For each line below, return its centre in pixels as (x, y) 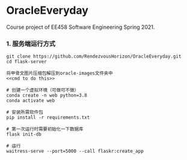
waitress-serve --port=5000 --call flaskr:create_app (75, 151)
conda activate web (31, 101)
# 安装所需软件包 (25, 112)
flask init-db (24, 135)
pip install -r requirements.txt (48, 117)
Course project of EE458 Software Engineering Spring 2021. (81, 27)
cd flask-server (26, 62)
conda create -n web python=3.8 (47, 96)
